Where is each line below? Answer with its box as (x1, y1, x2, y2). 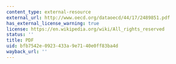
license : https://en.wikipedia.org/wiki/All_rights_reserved (6, 26, 165, 32)
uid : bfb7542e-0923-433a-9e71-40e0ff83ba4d (6, 43, 119, 49)
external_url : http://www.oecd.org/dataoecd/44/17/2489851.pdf (6, 15, 171, 21)
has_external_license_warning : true (6, 20, 99, 26)
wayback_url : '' (6, 49, 48, 55)
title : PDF (6, 37, 34, 43)
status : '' (6, 32, 34, 38)
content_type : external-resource (6, 9, 91, 15)
